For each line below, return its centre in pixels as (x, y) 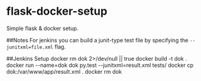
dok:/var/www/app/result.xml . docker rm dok (64, 71)
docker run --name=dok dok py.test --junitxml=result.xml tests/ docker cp (100, 65)
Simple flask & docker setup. (42, 28)
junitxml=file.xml (30, 47)
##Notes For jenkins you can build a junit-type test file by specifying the (97, 40)
